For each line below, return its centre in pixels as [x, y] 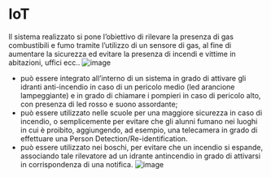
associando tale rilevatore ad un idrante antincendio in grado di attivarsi [140, 156]
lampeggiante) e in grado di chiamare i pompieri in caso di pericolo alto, [140, 95]
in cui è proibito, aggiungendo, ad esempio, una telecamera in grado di [139, 130]
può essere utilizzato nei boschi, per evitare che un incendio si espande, [141, 147]
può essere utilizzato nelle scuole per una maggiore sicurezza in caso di [141, 112]
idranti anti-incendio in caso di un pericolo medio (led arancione [127, 87]
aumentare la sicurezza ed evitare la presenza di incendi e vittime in [122, 54]
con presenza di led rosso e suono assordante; [99, 104]
